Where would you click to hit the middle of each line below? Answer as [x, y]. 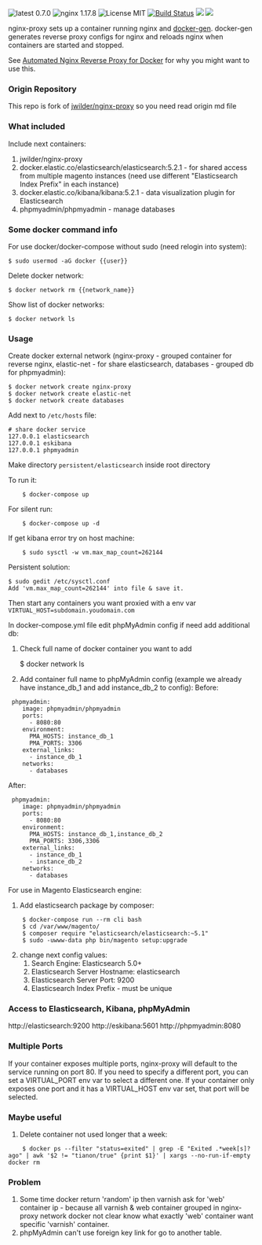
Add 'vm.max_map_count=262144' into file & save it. [96, 589]
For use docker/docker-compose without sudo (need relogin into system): [127, 246]
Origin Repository [42, 89]
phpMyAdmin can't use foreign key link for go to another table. [120, 1233]
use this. [22, 68]
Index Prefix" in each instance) [69, 184]
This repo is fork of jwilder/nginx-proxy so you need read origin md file [122, 106]
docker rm [24, 1163]
